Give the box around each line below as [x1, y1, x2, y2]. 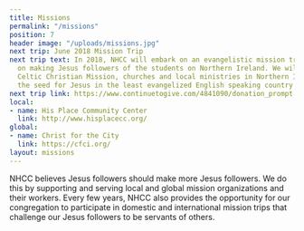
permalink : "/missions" [9, 22, 100, 31]
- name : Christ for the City [9, 131, 119, 140]
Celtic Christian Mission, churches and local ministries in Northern [17, 72, 290, 82]
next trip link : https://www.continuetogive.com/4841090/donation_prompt [9, 89, 294, 98]
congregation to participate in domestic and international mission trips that [9, 201, 288, 213]
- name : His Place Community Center [9, 106, 147, 115]
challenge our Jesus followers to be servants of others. [9, 211, 215, 222]
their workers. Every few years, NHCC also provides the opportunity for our [9, 192, 291, 203]
